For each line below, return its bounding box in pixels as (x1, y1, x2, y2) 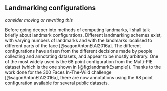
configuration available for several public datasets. (5, 80, 109, 86)
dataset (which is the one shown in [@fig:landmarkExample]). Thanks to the (5, 64, 161, 70)
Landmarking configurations (5, 4, 96, 12)
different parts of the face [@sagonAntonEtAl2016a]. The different (5, 42, 141, 49)
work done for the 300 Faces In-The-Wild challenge (5, 69, 112, 75)
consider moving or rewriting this (5, 17, 73, 23)
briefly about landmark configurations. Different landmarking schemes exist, (5, 32, 162, 38)
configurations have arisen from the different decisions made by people (5, 48, 153, 54)
